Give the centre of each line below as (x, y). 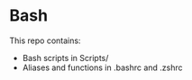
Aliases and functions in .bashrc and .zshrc (102, 67)
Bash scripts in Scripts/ (65, 58)
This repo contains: (45, 40)
